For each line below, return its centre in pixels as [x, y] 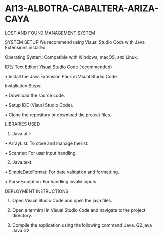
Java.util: [21, 133]
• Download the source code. [35, 95]
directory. [22, 215]
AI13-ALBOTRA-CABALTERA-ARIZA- [82, 9]
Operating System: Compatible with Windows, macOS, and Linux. [72, 57]
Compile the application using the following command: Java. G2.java [82, 225]
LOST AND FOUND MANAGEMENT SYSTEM [50, 33]
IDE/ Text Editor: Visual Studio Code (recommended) [59, 67]
